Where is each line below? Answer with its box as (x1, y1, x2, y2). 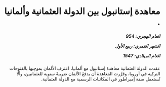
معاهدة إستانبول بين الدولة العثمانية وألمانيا (4, 6, 160, 17)
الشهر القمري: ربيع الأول (115, 43, 160, 49)
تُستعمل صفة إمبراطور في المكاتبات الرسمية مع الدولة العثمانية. (40, 76, 160, 82)
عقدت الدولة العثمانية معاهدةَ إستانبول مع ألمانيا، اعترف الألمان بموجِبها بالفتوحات (9, 65, 160, 71)
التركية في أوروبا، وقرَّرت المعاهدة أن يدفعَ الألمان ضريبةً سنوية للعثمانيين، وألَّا (16, 71, 160, 77)
